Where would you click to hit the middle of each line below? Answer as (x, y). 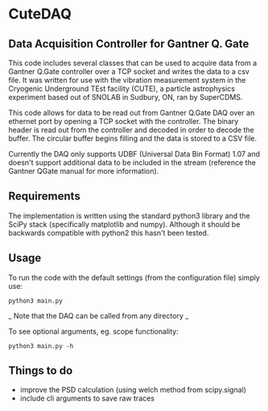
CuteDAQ (40, 14)
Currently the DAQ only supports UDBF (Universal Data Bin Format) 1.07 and (134, 154)
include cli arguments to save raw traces (87, 398)
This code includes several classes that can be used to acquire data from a (133, 63)
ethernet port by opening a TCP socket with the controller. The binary (124, 121)
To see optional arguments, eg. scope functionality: (93, 331)
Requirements (44, 197)
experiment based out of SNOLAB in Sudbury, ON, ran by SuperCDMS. (126, 97)
